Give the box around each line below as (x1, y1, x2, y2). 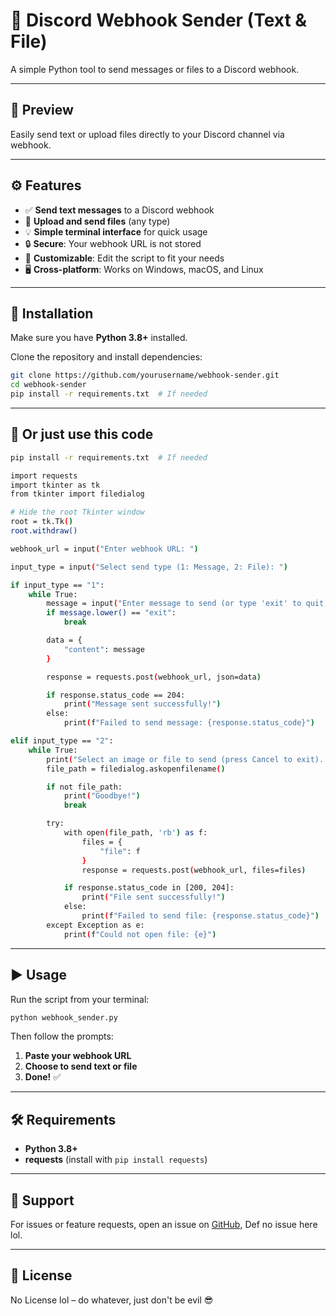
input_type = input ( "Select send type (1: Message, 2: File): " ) (10, 562, 288, 572)
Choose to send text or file (24, 1060, 138, 1073)
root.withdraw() (10, 526, 78, 536)
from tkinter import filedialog (10, 489, 145, 499)
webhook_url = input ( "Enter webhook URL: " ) (10, 544, 199, 554)
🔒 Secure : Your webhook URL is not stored (24, 237, 202, 249)
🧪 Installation (10, 305, 94, 322)
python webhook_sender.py (10, 1012, 118, 1023)
